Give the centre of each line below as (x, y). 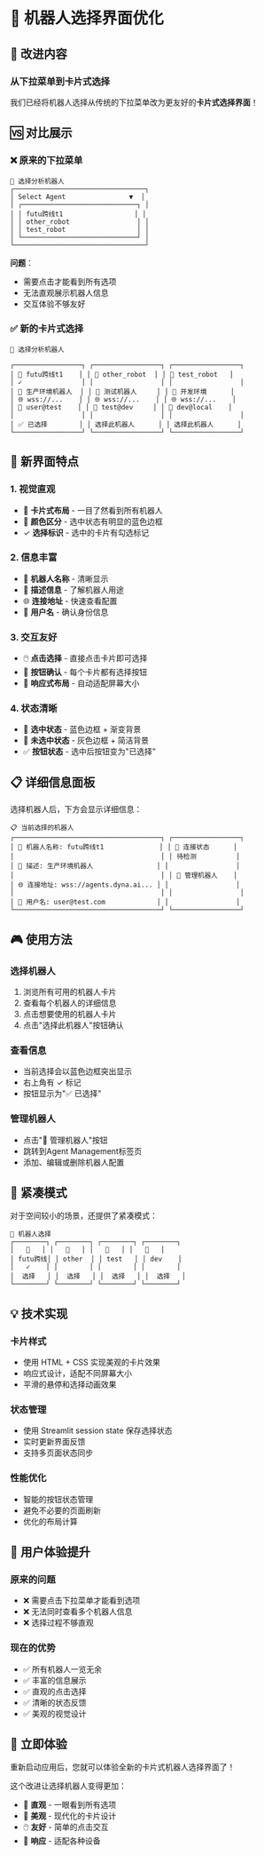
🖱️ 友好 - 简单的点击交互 (66, 1827)
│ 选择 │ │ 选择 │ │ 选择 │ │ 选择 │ (98, 1277)
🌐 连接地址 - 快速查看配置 (70, 601)
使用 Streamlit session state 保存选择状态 (97, 1430)
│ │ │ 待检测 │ (125, 857)
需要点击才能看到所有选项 (70, 282)
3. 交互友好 (34, 637)
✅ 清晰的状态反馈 (54, 1702)
